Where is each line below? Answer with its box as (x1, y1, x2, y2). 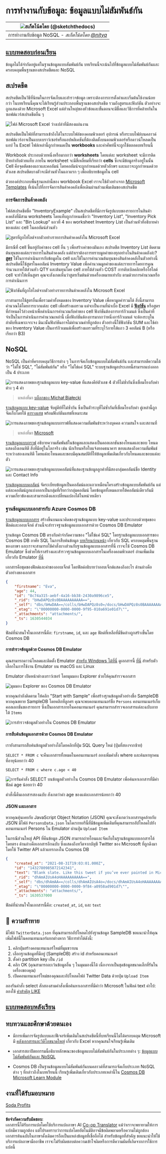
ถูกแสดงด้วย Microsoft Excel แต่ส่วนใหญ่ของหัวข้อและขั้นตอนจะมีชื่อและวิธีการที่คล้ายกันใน (5, 106, 157, 112)
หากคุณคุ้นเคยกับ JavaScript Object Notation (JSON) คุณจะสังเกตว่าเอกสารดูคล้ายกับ (5, 815, 157, 820)
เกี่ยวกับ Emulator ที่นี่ (5, 554, 44, 560)
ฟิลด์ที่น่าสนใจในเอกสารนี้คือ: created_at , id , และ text (5, 902, 101, 908)
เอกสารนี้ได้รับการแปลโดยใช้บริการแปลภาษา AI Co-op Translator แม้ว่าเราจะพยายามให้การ (5, 1122, 158, 1128)
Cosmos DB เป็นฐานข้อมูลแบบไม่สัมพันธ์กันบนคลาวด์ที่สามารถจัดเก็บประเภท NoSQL (12, 1064, 155, 1070)
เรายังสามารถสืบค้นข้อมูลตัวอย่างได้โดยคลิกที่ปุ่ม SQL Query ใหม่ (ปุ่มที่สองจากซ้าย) (5, 743, 143, 748)
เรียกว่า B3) (5, 331, 26, 336)
